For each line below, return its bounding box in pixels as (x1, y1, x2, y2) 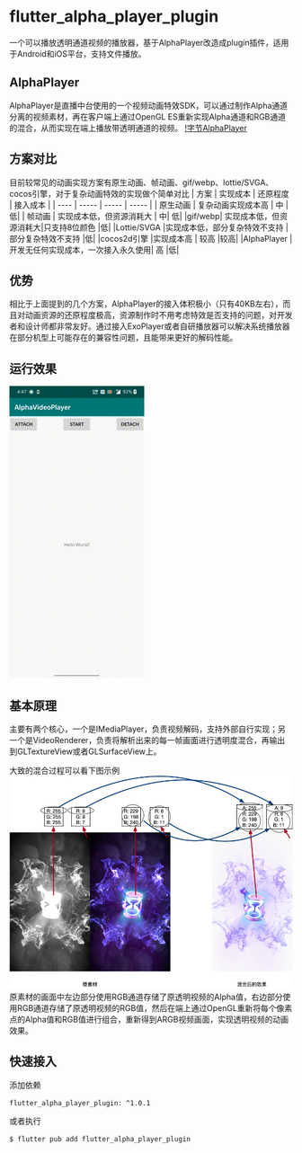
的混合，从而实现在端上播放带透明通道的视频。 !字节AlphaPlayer (9, 122, 247, 133)
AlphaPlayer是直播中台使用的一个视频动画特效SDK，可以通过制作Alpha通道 (9, 100, 289, 111)
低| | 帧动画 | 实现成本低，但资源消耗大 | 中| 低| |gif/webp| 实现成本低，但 (9, 210, 280, 221)
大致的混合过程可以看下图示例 (9, 766, 120, 776)
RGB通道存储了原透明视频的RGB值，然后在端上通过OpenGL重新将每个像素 (16, 1002, 293, 1013)
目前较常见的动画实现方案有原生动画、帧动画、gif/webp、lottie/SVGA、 (9, 177, 274, 188)
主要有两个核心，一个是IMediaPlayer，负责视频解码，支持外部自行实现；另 (9, 723, 286, 734)
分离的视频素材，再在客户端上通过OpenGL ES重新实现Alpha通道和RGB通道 (9, 111, 286, 122)
